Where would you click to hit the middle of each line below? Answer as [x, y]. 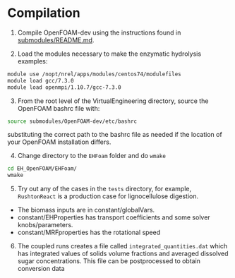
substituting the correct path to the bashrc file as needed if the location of [115, 135]
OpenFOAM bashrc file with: [59, 108]
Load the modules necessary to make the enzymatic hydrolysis [109, 54]
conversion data [41, 269]
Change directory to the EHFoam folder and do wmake [91, 156]
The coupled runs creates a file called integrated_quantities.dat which [122, 246]
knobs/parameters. [45, 225]
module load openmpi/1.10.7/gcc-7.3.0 [64, 87]
